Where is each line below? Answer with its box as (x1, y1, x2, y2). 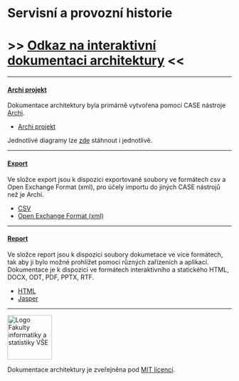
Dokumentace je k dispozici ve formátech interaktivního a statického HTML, (7, 265, 229, 274)
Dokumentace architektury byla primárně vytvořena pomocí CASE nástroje (7, 101, 226, 109)
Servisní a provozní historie (7, 5, 173, 21)
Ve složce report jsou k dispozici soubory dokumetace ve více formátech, (7, 250, 223, 259)
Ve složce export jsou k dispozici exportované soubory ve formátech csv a (7, 175, 226, 183)
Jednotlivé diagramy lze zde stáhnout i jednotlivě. (7, 136, 153, 145)
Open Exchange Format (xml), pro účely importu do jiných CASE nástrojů (7, 183, 221, 191)
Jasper (17, 294, 39, 303)
